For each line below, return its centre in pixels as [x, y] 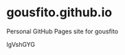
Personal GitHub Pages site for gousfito [62, 31]
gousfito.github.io [59, 13]
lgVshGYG [21, 44]
